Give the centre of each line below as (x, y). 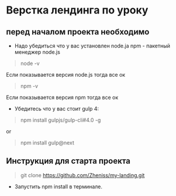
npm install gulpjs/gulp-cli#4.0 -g (61, 120)
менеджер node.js (37, 52)
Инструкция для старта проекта (68, 161)
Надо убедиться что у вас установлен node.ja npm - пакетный (92, 46)
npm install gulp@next (47, 143)
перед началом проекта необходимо (78, 32)
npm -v (29, 86)
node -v (30, 63)
